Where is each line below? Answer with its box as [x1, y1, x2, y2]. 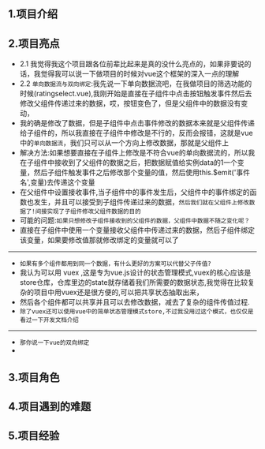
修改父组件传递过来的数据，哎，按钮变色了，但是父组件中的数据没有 [19, 99, 241, 108]
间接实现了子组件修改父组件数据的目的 [35, 208, 141, 215]
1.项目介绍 [8, 7, 58, 21]
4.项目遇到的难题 [8, 399, 91, 413]
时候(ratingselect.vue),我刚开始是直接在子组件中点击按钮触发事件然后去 [19, 89, 252, 99]
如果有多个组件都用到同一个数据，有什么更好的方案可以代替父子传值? [19, 260, 211, 268]
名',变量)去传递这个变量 [19, 178, 95, 187]
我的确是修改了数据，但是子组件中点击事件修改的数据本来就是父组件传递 [19, 118, 255, 128]
